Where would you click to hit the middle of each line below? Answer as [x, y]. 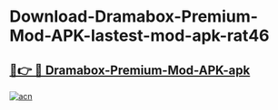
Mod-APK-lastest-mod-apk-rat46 [139, 36]
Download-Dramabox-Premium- [134, 17]
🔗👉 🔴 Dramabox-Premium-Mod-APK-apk [130, 70]
